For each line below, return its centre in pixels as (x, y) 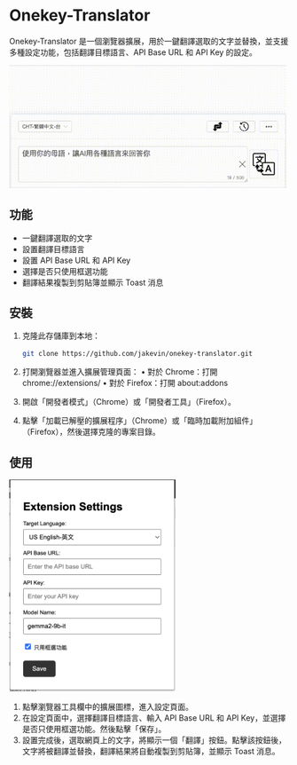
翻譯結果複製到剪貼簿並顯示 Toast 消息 (93, 282)
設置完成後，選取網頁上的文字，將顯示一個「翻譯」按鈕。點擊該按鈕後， (154, 740)
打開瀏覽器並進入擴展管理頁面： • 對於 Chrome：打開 (120, 372)
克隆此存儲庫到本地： (61, 336)
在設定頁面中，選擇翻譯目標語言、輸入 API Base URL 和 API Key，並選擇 (154, 718)
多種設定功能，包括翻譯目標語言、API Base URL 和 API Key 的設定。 (133, 52)
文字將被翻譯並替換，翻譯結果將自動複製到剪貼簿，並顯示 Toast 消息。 (151, 752)
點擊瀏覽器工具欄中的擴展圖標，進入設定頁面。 (107, 707)
